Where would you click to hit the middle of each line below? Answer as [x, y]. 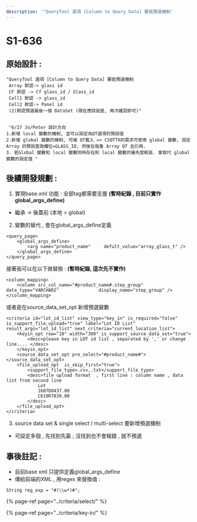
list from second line [34, 381]
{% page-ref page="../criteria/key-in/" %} [57, 513]
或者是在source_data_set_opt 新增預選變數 [58, 307]
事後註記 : [24, 456]
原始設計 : [24, 64]
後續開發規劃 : [32, 178]
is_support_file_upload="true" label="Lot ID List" [71, 324]
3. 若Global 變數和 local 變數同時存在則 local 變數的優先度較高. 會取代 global [98, 152]
